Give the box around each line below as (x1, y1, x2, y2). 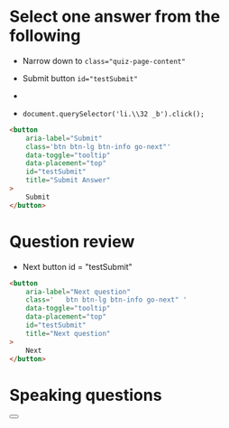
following (9, 25, 81, 46)
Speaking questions (9, 385, 162, 405)
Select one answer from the (9, 6, 221, 27)
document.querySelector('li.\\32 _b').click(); (22, 109, 205, 118)
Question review (9, 231, 135, 252)
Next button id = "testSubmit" (22, 261, 133, 272)
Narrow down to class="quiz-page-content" (22, 55, 187, 66)
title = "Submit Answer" (25, 176, 111, 185)
